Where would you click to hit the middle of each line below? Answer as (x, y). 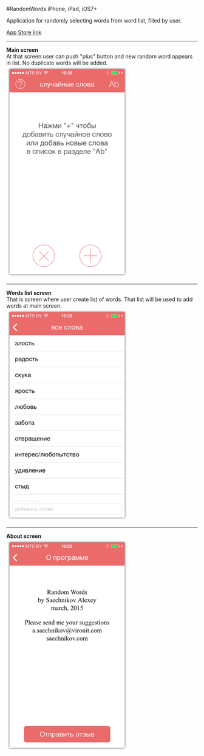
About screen (24, 536)
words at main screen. (34, 306)
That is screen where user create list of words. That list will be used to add (100, 299)
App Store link (24, 32)
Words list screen (29, 293)
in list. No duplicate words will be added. (57, 63)
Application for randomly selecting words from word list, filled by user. (94, 20)
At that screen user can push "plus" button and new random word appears (100, 56)
